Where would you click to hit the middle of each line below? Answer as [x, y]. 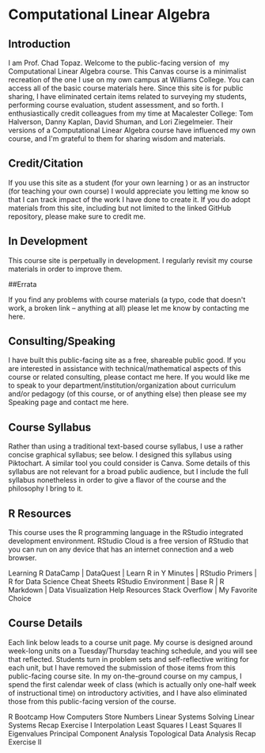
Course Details [45, 623]
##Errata [23, 284]
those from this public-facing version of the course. [92, 701]
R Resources [40, 513]
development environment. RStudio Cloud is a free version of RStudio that [129, 541]
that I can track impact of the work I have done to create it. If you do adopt [129, 199]
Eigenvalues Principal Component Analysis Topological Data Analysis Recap [132, 733]
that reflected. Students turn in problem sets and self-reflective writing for [129, 659]
